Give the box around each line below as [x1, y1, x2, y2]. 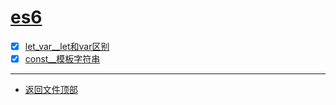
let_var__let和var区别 [24, 40, 110, 52]
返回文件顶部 [24, 84, 78, 96]
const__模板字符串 [24, 53, 101, 65]
